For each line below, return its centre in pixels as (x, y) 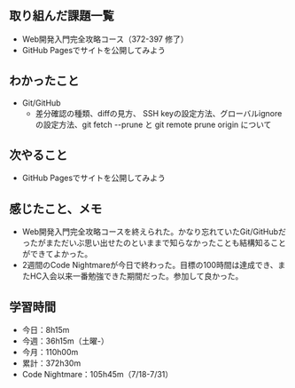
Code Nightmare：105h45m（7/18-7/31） (97, 375)
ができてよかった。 (57, 254)
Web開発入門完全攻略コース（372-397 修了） (105, 39)
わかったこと (44, 81)
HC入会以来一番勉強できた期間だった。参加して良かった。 (136, 276)
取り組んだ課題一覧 (62, 16)
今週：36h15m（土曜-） (65, 341)
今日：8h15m (46, 330)
